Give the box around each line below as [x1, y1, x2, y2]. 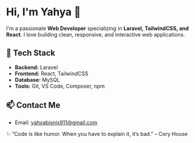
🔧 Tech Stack [6, 48, 56, 58]
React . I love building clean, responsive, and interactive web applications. [6, 31, 185, 38]
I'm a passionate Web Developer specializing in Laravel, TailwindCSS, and [6, 25, 189, 32]
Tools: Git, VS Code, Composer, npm [14, 82, 105, 89]
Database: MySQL [14, 76, 60, 83]
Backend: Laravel [14, 64, 58, 71]
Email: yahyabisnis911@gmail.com [14, 119, 97, 126]
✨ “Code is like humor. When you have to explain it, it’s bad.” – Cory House [6, 130, 188, 137]
